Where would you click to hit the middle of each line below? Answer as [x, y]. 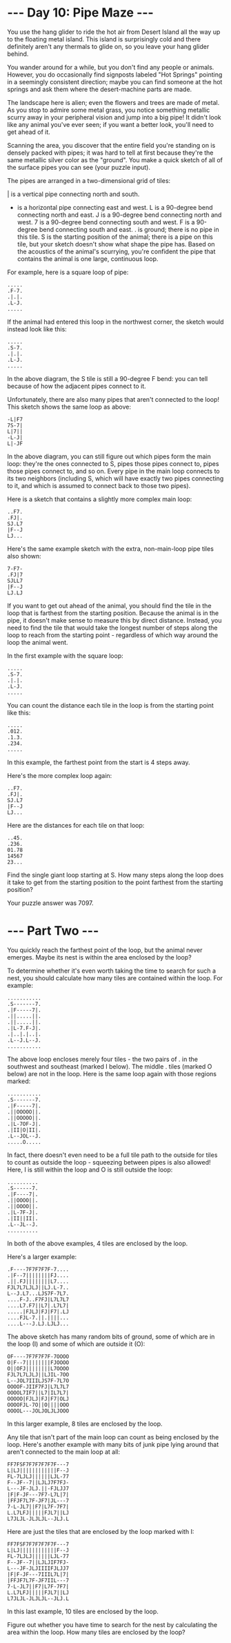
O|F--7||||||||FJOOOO [38, 1362]
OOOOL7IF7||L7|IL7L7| [38, 1392]
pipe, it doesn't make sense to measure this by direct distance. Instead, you [114, 620]
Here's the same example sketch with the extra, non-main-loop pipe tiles [110, 548]
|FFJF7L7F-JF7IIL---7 [38, 1580]
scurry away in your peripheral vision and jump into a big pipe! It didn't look [114, 117]
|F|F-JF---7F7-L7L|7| [38, 1495]
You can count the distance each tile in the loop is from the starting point [110, 705]
